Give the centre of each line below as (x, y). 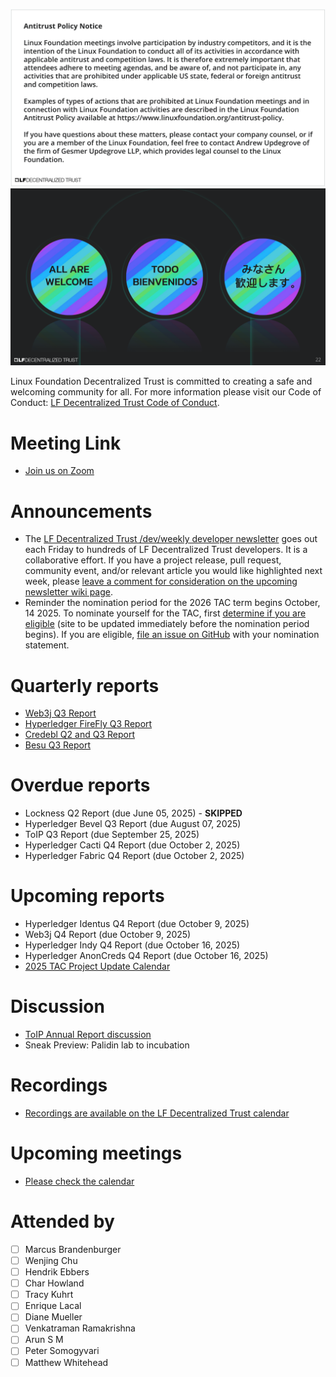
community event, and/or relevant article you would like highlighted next (173, 571)
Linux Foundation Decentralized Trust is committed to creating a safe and (161, 381)
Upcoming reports (87, 896)
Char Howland (54, 1283)
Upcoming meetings (96, 1153)
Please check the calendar (79, 1181)
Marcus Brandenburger (73, 1249)
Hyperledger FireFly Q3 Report (88, 724)
